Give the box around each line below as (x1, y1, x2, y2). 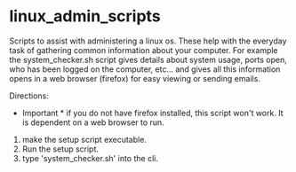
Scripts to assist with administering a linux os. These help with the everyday (9, 35, 287, 46)
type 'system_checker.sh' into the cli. (21, 152, 158, 163)
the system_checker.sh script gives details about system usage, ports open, (9, 54, 287, 65)
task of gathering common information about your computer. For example (9, 44, 278, 55)
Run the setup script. (21, 144, 100, 154)
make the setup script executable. (21, 134, 147, 145)
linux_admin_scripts (9, 6, 162, 27)
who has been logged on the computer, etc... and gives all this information (9, 64, 281, 74)
